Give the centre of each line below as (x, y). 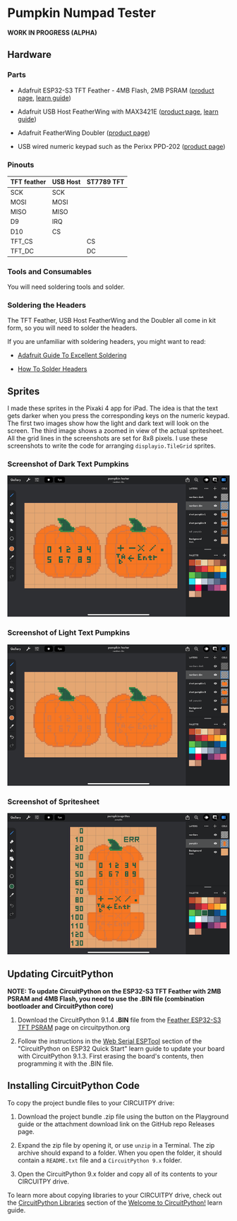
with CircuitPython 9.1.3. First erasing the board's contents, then (111, 1056)
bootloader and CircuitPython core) (61, 1006)
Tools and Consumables (49, 271)
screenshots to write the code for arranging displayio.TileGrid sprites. (111, 446)
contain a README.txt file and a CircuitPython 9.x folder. (99, 1160)
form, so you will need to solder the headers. (72, 328)
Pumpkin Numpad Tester (82, 13)
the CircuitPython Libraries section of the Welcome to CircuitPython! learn (115, 1203)
